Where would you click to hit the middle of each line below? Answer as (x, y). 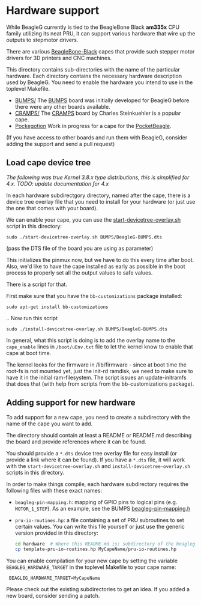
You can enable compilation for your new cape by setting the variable (92, 561)
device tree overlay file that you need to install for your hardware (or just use (101, 201)
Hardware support (53, 11)
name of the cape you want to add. (49, 424)
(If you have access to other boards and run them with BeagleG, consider (97, 137)
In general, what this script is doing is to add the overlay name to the (91, 340)
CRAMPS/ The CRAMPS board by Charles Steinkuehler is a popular (98, 113)
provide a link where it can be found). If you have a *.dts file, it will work (95, 460)
